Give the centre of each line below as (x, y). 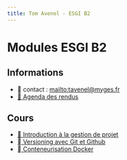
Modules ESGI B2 (57, 47)
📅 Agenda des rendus (48, 96)
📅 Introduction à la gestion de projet (68, 135)
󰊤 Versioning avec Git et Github (61, 142)
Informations (35, 73)
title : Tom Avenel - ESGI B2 (49, 13)
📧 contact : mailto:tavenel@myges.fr (68, 89)
